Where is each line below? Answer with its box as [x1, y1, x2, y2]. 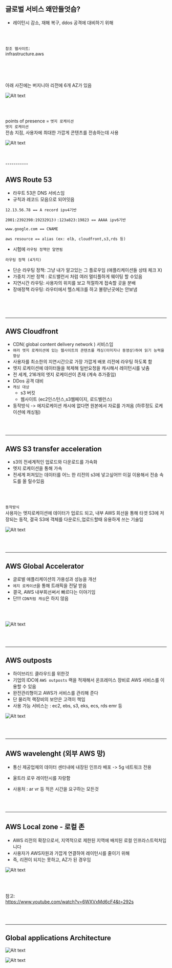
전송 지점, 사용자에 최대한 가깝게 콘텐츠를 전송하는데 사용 [5, 129, 119, 135]
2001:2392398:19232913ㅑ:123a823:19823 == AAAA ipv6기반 [5, 217, 126, 223]
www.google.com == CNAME [5, 226, 58, 231]
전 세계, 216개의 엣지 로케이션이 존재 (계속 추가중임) [12, 372, 117, 378]
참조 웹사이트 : [5, 45, 30, 51]
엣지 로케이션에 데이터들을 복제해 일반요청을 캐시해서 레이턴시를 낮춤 [12, 365, 150, 371]
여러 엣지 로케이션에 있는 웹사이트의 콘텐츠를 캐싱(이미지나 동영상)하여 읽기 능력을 [12, 348, 165, 353]
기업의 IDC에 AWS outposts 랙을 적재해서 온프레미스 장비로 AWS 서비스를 [12, 677, 160, 683]
